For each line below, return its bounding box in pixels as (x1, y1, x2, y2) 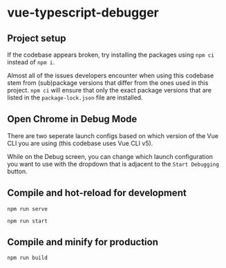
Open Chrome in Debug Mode (7, 113, 138, 125)
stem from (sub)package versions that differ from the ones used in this (7, 79, 209, 87)
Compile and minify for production (7, 236, 159, 248)
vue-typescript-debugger (7, 5, 159, 21)
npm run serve (7, 205, 48, 212)
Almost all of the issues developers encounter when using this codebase (7, 71, 214, 79)
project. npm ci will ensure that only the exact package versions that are (7, 86, 212, 94)
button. (7, 167, 28, 175)
